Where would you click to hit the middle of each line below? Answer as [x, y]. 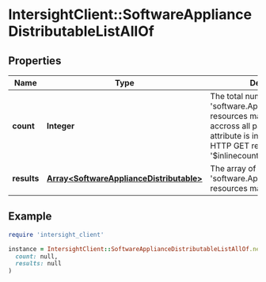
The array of [233, 168]
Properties [35, 61]
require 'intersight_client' [56, 234]
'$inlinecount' [236, 156]
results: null [38, 264]
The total [227, 96]
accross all [230, 126]
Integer [61, 126]
